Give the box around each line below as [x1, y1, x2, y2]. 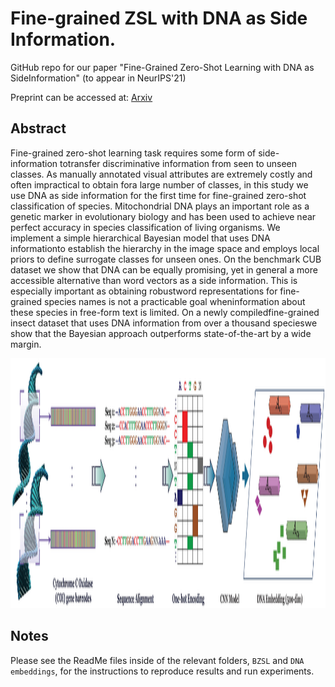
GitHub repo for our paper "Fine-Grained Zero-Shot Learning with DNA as [10, 61, 315, 73]
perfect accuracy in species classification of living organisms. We [10, 221, 281, 233]
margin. [10, 338, 42, 350]
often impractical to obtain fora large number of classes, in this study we [10, 178, 309, 191]
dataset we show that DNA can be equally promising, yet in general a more [10, 263, 318, 276]
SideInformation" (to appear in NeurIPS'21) [10, 72, 187, 84]
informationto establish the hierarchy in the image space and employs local [10, 242, 320, 254]
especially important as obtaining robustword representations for [10, 285, 278, 297]
